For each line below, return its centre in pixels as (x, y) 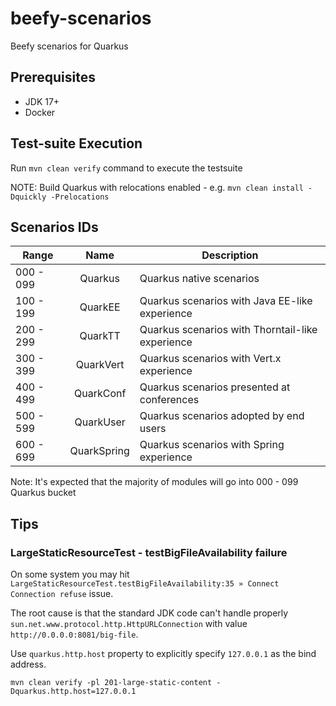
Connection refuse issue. (62, 594)
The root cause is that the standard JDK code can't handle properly (149, 613)
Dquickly (28, 197)
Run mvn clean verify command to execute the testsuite (126, 168)
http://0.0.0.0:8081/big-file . (74, 634)
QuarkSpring (99, 451)
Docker (40, 112)
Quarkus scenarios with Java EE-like (226, 301)
